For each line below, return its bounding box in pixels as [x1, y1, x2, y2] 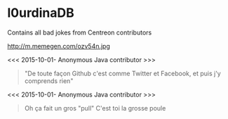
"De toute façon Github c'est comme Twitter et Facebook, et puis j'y [24, 69, 221, 77]
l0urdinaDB [7, 5, 75, 21]
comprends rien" [24, 76, 74, 85]
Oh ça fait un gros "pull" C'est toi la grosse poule [24, 104, 166, 112]
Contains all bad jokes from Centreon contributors [7, 28, 152, 37]
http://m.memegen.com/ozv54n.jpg [7, 42, 111, 50]
